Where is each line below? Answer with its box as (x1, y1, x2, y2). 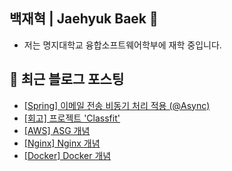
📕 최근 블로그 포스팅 (9, 71, 125, 88)
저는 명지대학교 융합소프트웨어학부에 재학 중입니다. (23, 39, 222, 51)
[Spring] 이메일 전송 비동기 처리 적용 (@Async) (23, 99, 211, 111)
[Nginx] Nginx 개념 (23, 137, 101, 149)
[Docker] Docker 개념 (23, 149, 112, 161)
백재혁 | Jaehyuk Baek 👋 (9, 10, 159, 28)
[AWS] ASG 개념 (23, 124, 91, 136)
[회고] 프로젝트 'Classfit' (23, 112, 121, 124)
